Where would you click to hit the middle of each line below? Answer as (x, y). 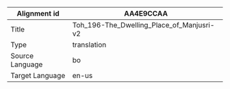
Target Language (38, 76)
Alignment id (38, 13)
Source (22, 56)
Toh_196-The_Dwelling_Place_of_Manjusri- (143, 25)
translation (89, 45)
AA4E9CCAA (146, 13)
